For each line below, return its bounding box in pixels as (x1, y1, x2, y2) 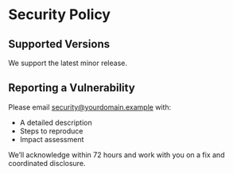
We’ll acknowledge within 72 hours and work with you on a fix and (8, 149, 225, 160)
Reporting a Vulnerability (8, 81, 135, 95)
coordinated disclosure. (8, 158, 86, 168)
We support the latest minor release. (8, 58, 127, 68)
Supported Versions (8, 37, 110, 51)
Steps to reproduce (19, 126, 83, 136)
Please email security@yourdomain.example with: (8, 102, 172, 112)
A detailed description (19, 118, 93, 127)
